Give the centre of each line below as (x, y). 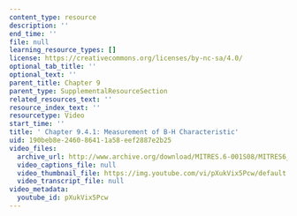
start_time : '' (37, 124)
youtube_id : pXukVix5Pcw (63, 198)
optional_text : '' (43, 75)
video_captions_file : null (67, 165)
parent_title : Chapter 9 (55, 83)
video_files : (33, 148)
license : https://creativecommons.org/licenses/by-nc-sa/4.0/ (126, 58)
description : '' (39, 26)
